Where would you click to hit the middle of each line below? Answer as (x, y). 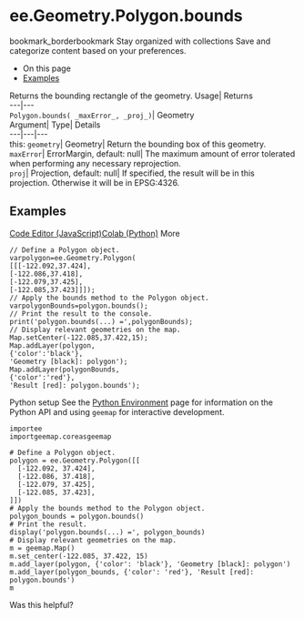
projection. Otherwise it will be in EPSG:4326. (95, 182)
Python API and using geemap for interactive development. (117, 411)
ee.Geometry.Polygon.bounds (126, 16)
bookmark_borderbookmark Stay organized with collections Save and (140, 41)
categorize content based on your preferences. (98, 50)
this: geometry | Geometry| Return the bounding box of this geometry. (138, 144)
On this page (46, 68)
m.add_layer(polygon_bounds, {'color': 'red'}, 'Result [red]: (132, 572)
